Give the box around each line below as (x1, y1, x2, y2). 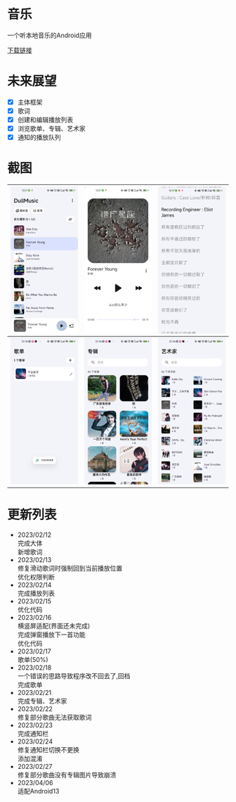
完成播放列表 (17, 589, 55, 597)
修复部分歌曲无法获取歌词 (17, 713, 92, 721)
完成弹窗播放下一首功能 (17, 630, 86, 639)
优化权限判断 (17, 573, 55, 581)
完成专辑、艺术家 (17, 696, 67, 705)
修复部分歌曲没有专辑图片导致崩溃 (17, 770, 117, 779)
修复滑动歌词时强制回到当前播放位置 (17, 564, 123, 572)
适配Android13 (17, 787, 60, 795)
